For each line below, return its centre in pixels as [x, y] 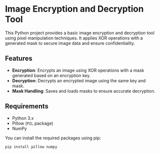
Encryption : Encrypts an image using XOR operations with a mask [78, 70]
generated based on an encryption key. [51, 75]
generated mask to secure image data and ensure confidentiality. [70, 43]
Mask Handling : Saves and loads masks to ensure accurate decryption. [84, 91]
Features [19, 59]
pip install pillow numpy [31, 147]
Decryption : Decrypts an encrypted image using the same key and [79, 80]
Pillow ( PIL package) [32, 123]
